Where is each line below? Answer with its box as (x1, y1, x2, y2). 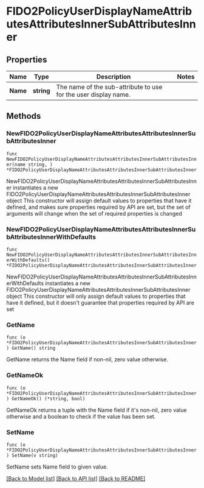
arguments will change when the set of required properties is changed (6, 210, 182, 217)
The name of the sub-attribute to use (56, 83, 163, 91)
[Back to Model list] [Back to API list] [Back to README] (6, 475, 146, 482)
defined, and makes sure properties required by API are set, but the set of (6, 203, 191, 211)
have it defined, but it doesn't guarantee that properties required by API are (6, 299, 194, 306)
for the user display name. (56, 90, 131, 99)
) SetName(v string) (6, 452, 59, 458)
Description (96, 72, 131, 80)
